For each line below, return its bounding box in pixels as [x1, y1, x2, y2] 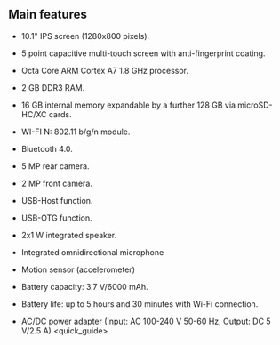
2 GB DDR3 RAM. [20, 82, 85, 92]
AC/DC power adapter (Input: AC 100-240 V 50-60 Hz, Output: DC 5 [20, 316, 272, 326]
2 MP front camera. [20, 178, 92, 189]
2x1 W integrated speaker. [20, 229, 117, 240]
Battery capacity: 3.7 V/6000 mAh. [20, 281, 148, 292]
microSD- [237, 100, 273, 110]
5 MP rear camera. [20, 160, 90, 172]
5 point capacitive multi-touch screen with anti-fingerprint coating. [20, 48, 266, 59]
